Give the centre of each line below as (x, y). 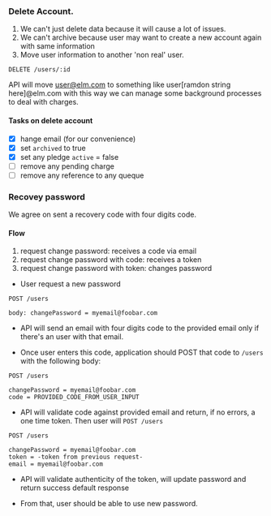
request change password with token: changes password (116, 269)
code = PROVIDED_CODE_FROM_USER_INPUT (74, 398)
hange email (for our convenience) (78, 139)
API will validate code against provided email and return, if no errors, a (138, 412)
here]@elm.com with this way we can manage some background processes (135, 93)
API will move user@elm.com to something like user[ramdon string (120, 85)
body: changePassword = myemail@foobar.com (83, 313)
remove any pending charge (67, 166)
